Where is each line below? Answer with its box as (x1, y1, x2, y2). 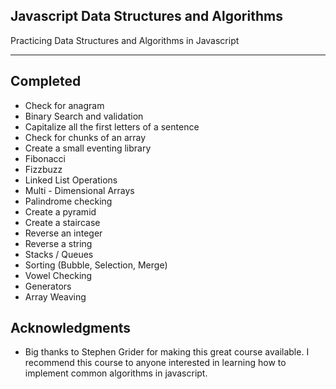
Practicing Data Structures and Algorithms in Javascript (10, 34, 240, 46)
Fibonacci (24, 152, 66, 164)
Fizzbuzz (24, 163, 63, 175)
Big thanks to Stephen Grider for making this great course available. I (24, 346, 310, 358)
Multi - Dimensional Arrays (24, 184, 135, 196)
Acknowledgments (10, 320, 132, 337)
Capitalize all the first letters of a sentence (24, 120, 200, 133)
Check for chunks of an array (24, 131, 147, 143)
